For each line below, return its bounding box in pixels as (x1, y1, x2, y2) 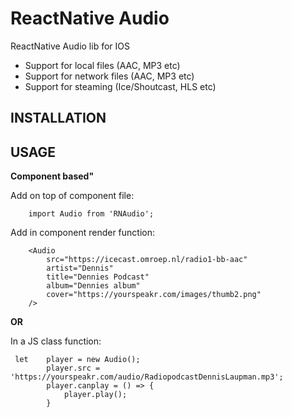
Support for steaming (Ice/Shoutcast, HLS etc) (24, 80, 217, 92)
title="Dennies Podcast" (46, 272, 150, 282)
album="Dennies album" (46, 281, 141, 291)
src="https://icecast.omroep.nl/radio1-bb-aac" (46, 255, 248, 265)
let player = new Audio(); (14, 355, 141, 365)
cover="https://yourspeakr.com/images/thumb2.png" (46, 290, 262, 300)
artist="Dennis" (46, 263, 114, 274)
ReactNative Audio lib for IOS (10, 40, 130, 52)
